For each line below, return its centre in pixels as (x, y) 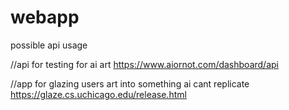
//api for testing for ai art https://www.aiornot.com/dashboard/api (144, 64)
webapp (45, 17)
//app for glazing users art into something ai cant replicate (130, 83)
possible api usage (49, 45)
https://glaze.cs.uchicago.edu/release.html (98, 94)
